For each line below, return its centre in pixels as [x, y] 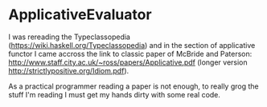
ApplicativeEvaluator [80, 15]
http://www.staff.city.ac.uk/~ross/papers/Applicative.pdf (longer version [128, 62]
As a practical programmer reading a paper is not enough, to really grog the [133, 86]
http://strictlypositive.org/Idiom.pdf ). [69, 70]
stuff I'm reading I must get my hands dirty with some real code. [115, 94]
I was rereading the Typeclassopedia [70, 37]
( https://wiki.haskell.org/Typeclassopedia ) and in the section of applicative [132, 45]
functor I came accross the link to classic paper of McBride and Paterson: [130, 53]
